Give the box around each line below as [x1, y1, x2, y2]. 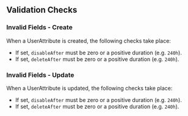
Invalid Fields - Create [6, 23, 73, 32]
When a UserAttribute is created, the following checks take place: [6, 37, 171, 45]
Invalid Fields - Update [6, 70, 74, 79]
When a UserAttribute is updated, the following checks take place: [6, 84, 173, 92]
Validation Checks [6, 5, 78, 15]
